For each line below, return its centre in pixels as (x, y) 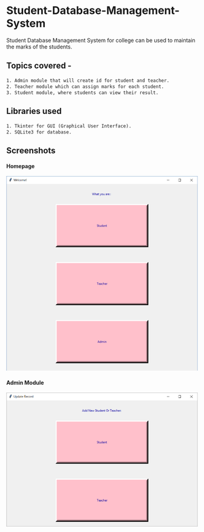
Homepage (21, 166)
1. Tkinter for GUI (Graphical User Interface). (69, 126)
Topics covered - (39, 66)
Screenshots (31, 150)
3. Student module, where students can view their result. (83, 93)
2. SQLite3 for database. (39, 132)
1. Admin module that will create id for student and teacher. (88, 80)
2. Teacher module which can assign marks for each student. (85, 86)
